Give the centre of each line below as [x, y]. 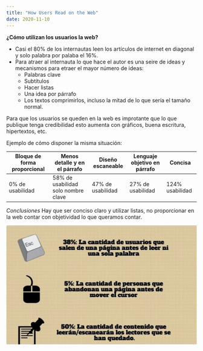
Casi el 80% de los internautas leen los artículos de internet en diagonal [105, 49]
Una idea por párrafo [50, 94]
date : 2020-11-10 [28, 19]
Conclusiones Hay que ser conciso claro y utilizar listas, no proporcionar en [100, 210]
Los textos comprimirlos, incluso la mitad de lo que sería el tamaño [107, 100]
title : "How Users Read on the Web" [52, 13]
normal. [34, 106]
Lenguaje [145, 156]
